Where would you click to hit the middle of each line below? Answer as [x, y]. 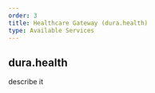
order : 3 [23, 15]
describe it [26, 82]
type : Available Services [51, 30]
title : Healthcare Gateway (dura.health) [78, 23]
